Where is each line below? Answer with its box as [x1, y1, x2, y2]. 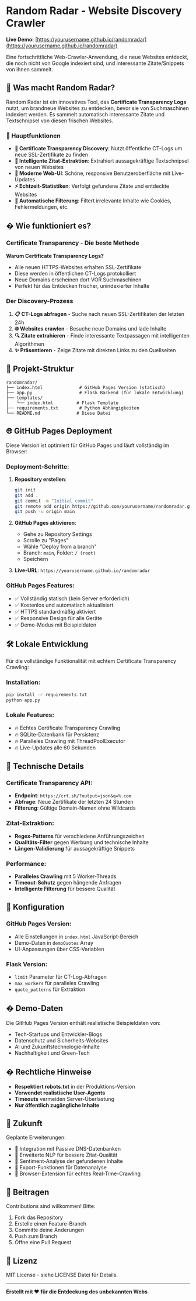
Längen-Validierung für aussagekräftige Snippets [14, 845, 135, 852]
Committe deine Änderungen [14, 1227, 85, 1234]
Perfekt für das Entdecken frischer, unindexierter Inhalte [14, 282, 150, 289]
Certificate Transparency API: [6, 779, 93, 787]
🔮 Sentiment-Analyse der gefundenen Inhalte [14, 1158, 124, 1165]
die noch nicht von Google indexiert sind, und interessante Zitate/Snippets [6, 60, 184, 67]
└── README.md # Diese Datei [6, 410, 111, 416]
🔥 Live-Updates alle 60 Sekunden [14, 744, 96, 751]
